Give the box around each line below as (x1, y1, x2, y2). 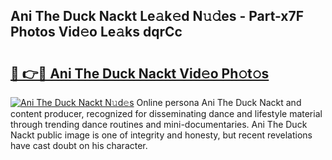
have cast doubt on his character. (10, 140, 148, 151)
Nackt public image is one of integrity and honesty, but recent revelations (10, 129, 313, 141)
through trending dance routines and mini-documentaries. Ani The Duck (10, 119, 308, 130)
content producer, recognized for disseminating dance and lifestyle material (10, 108, 323, 119)
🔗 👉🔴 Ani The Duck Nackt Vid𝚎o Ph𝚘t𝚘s (10, 65, 270, 82)
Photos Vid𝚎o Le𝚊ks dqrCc (10, 24, 183, 41)
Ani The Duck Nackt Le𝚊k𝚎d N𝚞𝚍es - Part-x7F (10, 8, 305, 25)
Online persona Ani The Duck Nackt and (136, 97, 302, 108)
